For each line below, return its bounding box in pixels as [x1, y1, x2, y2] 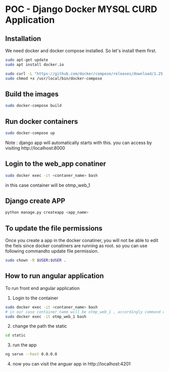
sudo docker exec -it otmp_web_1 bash [5, 314, 87, 319]
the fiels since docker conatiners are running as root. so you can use [5, 243, 147, 249]
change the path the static [12, 323, 67, 329]
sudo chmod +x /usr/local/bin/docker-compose [5, 76, 102, 81]
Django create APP [5, 197, 65, 205]
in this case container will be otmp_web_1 [5, 182, 91, 188]
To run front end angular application [5, 285, 80, 291]
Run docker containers [5, 117, 78, 126]
